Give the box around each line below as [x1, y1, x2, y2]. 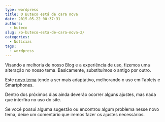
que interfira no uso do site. [5, 96, 62, 102]
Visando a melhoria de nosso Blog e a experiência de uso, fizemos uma [5, 62, 150, 68]
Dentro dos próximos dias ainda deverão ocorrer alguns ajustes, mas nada [5, 91, 156, 97]
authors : [5, 21, 23, 26]
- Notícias [9, 39, 32, 44]
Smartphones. [5, 82, 34, 88]
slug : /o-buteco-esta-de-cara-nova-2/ [5, 30, 85, 35]
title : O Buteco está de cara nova [5, 12, 78, 17]
